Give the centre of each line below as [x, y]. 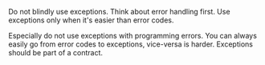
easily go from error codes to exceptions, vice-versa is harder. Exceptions [130, 44]
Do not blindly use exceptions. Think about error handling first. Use [119, 12]
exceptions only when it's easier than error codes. [91, 20]
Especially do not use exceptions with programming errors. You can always [132, 36]
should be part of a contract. [55, 53]
